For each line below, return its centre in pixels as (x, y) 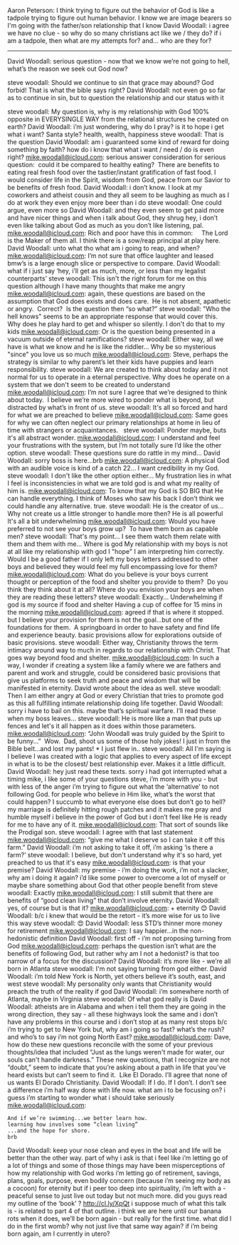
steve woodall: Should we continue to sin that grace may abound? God (111, 82)
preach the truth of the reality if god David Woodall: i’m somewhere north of (118, 991)
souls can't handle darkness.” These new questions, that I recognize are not (118, 1060)
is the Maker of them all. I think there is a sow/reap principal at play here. (114, 241)
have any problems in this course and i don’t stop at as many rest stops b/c (117, 1022)
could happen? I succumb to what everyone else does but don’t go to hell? (117, 802)
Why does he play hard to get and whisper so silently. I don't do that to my (116, 324)
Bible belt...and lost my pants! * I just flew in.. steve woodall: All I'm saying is (119, 748)
